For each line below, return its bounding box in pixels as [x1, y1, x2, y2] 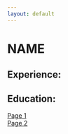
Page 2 [7, 119, 28, 128]
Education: [7, 92, 56, 104]
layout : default [7, 10, 55, 18]
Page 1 [7, 111, 27, 120]
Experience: [7, 68, 62, 81]
